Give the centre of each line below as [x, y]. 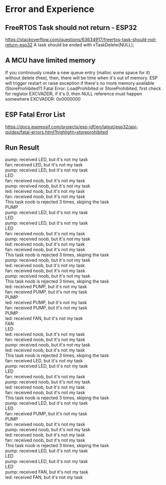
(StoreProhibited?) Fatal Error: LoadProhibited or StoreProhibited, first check [83, 88]
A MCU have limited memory [50, 61]
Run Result [22, 148]
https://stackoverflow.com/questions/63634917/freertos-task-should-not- [81, 39]
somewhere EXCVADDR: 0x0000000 [43, 99]
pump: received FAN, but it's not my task [47, 472]
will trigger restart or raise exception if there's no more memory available [80, 83]
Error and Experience [50, 9]
